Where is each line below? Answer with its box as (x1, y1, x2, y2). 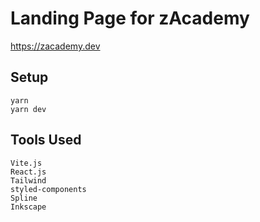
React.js (10, 167, 47, 177)
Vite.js (10, 158, 43, 168)
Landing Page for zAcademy (10, 7, 250, 30)
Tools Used (10, 132, 82, 149)
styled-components (10, 184, 87, 194)
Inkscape (10, 202, 47, 212)
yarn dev (10, 104, 47, 114)
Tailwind (10, 175, 47, 186)
